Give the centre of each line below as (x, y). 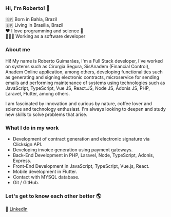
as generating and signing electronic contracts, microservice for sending (82, 77)
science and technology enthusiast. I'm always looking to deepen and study (85, 109)
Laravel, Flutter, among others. (38, 93)
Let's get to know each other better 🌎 (53, 196)
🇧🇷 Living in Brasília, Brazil (34, 25)
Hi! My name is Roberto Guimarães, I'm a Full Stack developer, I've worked (84, 61)
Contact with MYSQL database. (46, 177)
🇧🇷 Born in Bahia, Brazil (31, 19)
